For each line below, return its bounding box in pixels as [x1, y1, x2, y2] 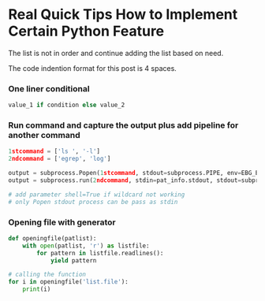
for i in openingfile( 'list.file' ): [8, 278, 129, 286]
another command [8, 130, 80, 141]
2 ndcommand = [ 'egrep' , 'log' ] [8, 155, 111, 163]
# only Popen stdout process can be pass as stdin [8, 198, 178, 206]
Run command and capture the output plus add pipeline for [8, 120, 239, 131]
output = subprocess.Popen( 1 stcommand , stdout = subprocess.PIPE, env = [8, 169, 242, 177]
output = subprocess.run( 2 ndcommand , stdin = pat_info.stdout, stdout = [8, 177, 242, 184]
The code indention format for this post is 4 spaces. [8, 63, 177, 72]
